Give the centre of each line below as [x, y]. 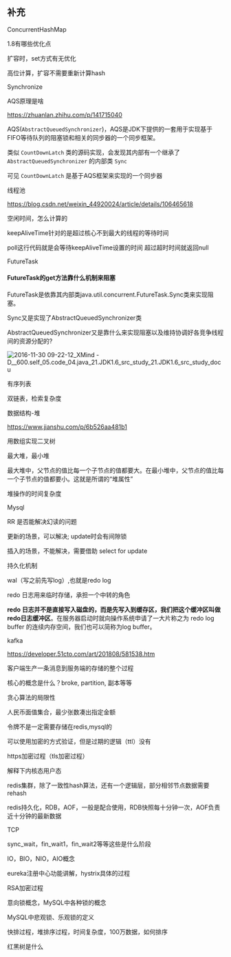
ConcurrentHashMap [37, 29]
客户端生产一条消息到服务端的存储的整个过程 [70, 668]
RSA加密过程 [25, 888]
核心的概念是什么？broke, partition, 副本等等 [70, 683]
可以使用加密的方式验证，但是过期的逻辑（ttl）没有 [79, 742]
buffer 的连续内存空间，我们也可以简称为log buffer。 [81, 627]
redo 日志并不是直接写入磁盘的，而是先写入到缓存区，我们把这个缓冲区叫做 [114, 610]
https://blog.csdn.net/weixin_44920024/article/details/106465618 [100, 204]
